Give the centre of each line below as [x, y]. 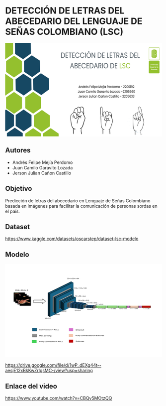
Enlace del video [31, 386]
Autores [18, 150]
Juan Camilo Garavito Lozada [42, 167]
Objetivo [19, 189]
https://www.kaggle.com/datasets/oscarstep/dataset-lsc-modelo [72, 239]
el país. [12, 211]
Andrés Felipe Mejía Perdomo [42, 162]
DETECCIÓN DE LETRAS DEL [65, 11]
